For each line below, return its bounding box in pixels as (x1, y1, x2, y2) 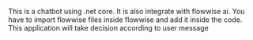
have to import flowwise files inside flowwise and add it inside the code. (8, 15, 243, 24)
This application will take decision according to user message (8, 24, 210, 32)
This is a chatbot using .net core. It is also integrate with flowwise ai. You (8, 7, 245, 16)
